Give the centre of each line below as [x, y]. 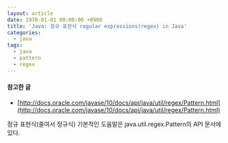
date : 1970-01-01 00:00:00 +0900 [55, 20]
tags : [15, 45]
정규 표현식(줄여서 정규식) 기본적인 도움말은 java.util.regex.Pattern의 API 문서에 [114, 124]
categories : [24, 32]
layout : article [30, 13]
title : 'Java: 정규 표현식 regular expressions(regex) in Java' [97, 26]
